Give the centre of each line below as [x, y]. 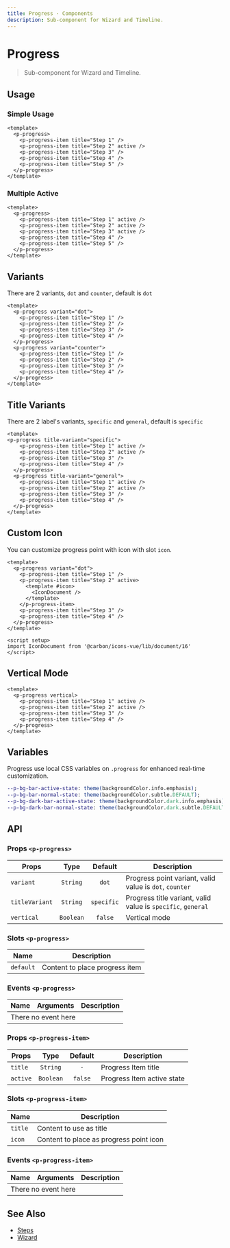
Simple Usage [31, 114]
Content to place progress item [92, 967]
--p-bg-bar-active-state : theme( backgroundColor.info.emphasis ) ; [102, 789]
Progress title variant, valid [168, 898]
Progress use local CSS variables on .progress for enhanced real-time [106, 769]
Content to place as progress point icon [100, 1139]
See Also [26, 1213]
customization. [28, 776]
